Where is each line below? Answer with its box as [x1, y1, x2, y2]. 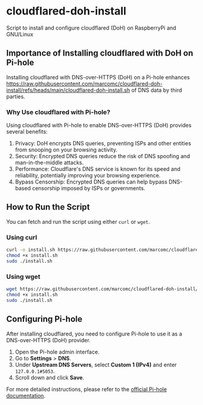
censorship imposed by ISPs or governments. [32, 185, 146, 192]
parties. [6, 92, 25, 100]
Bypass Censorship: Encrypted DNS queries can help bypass [14, 178, 168, 185]
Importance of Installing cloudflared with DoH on [6, 48, 193, 59]
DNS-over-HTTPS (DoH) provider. [6, 336, 91, 343]
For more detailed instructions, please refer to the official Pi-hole [6, 385, 167, 393]
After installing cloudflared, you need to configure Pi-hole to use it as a [6, 330, 182, 337]
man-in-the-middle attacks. [14, 159, 84, 167]
